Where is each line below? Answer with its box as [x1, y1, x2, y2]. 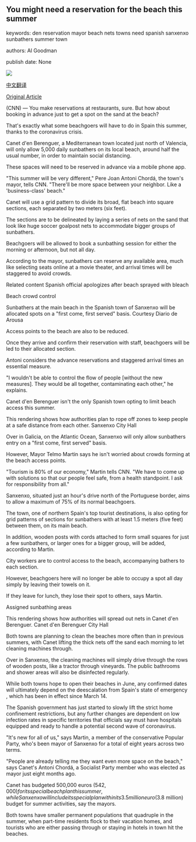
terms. [6, 746, 22, 753]
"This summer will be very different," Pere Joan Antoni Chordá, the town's [6, 174, 184, 182]
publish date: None [6, 58, 52, 65]
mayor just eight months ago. [6, 770, 76, 777]
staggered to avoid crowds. [6, 269, 72, 277]
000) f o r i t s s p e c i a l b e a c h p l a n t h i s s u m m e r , [6, 788, 103, 795]
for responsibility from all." [6, 480, 70, 488]
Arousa [6, 316, 23, 323]
